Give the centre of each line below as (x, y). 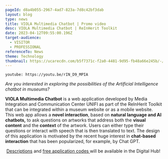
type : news (16, 19)
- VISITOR (20, 42)
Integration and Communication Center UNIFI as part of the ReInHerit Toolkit (84, 104)
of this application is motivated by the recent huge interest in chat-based (80, 136)
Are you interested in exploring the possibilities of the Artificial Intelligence (82, 84)
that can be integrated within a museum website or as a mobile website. (79, 109)
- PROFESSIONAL (25, 47)
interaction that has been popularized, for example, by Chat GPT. (72, 141)
